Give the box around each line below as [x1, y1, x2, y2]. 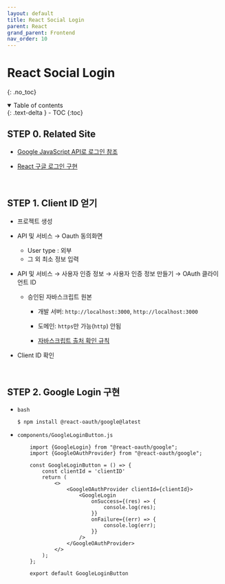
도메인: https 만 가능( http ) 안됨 [37, 322, 122, 330]
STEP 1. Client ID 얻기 [7, 197, 98, 210]
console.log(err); [103, 522, 156, 529]
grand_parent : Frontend [7, 29, 76, 36]
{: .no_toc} [7, 88, 36, 96]
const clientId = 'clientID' [42, 468, 126, 475]
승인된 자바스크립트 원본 [27, 293, 93, 301]
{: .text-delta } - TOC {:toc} [7, 109, 84, 117]
